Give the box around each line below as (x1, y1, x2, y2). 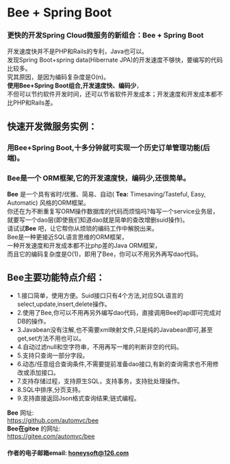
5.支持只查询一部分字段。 (16, 351, 89, 359)
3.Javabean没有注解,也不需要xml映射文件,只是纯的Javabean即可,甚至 (16, 325, 214, 333)
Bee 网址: (7, 409, 34, 417)
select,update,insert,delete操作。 (16, 300, 111, 308)
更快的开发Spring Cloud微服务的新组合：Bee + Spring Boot (7, 31, 204, 40)
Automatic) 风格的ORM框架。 (7, 198, 90, 207)
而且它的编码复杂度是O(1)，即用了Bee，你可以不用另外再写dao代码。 (7, 250, 202, 258)
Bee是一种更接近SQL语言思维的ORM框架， (7, 233, 128, 241)
